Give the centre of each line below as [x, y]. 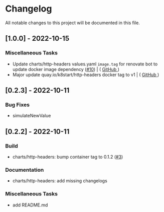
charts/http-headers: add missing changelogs [60, 181]
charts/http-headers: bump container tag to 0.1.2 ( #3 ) [68, 157]
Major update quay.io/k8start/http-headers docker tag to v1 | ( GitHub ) [86, 75]
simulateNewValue [32, 116]
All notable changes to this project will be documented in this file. [73, 23]
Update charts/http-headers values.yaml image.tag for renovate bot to [85, 64]
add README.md [30, 205]
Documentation [25, 170]
